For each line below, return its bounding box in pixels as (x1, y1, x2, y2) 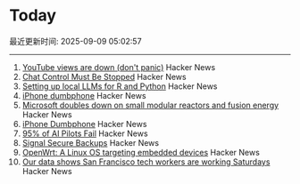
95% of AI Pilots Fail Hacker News (21, 128, 149, 139)
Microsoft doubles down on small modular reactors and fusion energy (21, 100, 279, 110)
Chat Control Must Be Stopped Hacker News (21, 71, 187, 82)
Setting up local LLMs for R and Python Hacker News (21, 81, 218, 92)
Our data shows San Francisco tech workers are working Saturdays (21, 156, 271, 167)
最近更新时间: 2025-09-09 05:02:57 (9, 36, 142, 46)
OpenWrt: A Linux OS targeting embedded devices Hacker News (21, 147, 261, 157)
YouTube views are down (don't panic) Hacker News (21, 61, 216, 72)
